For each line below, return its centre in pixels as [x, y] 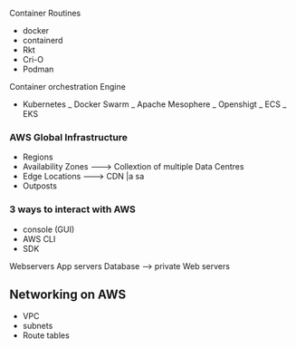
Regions [38, 157]
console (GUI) [48, 229]
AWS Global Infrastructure [69, 137]
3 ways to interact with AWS [72, 209]
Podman [38, 69]
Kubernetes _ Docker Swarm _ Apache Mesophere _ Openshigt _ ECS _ [154, 104]
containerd [43, 40]
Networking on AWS [68, 294]
